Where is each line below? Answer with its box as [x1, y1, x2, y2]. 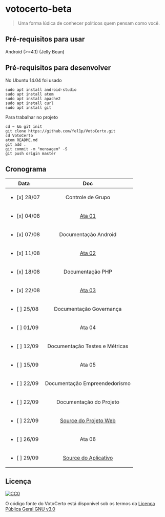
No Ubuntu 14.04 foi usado [5, 77, 62, 83]
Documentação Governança [54, 305, 122, 313]
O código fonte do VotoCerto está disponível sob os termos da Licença [5, 501, 155, 507]
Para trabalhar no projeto [5, 114, 58, 120]
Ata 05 [79, 361, 96, 369]
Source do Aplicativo [63, 454, 113, 462]
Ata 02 [79, 250, 96, 257]
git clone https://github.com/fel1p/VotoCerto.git [5, 128, 116, 133]
